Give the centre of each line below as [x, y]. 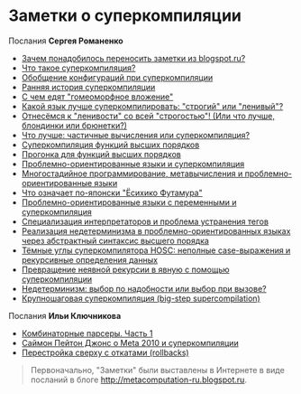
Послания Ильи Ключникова [65, 315]
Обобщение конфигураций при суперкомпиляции [117, 77]
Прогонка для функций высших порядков [101, 154]
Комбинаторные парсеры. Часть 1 [87, 333]
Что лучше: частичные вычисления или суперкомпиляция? [136, 135]
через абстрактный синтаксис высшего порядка [115, 240]
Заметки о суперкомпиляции [125, 16]
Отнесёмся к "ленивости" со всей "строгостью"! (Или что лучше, [148, 116]
